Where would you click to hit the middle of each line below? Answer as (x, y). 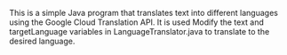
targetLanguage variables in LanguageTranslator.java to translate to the (140, 31)
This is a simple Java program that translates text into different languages (143, 13)
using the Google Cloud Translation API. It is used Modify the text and (137, 22)
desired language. (42, 41)
